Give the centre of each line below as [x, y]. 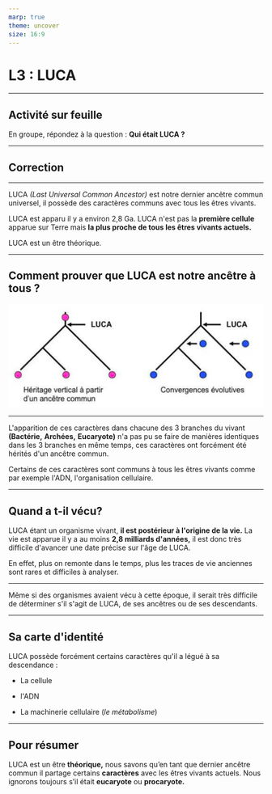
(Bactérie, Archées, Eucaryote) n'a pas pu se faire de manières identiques [134, 437]
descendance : [33, 665]
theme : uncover [34, 25]
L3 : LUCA [42, 75]
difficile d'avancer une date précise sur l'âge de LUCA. [100, 548]
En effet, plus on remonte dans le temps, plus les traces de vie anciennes [130, 564]
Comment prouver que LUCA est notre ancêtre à [132, 276]
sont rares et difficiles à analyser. [64, 572]
